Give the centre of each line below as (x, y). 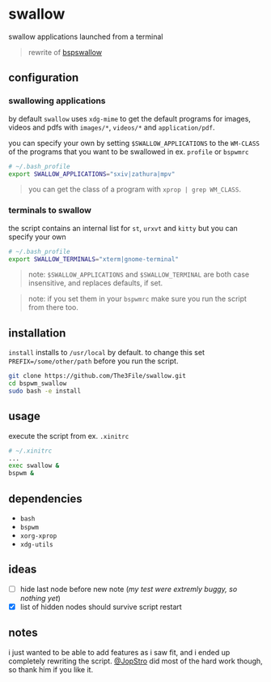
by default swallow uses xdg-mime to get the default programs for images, (129, 118)
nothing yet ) (40, 598)
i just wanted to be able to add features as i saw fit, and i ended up (119, 652)
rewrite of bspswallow (65, 52)
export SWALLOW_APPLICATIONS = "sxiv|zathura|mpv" (92, 174)
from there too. (53, 307)
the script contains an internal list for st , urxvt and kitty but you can (123, 228)
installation (37, 333)
